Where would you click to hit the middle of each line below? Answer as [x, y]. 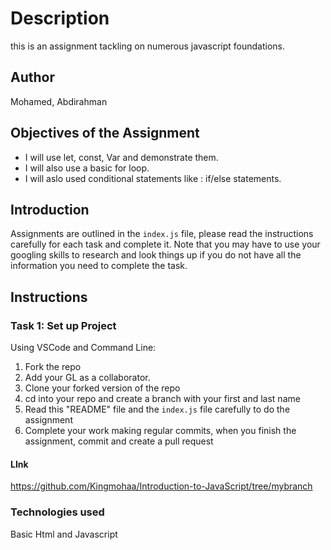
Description [60, 18]
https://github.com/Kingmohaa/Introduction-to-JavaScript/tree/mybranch [161, 486]
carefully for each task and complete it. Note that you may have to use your [165, 244]
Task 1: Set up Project [63, 325]
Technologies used [57, 512]
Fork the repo [53, 367]
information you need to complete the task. [99, 266]
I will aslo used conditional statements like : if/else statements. [153, 178]
